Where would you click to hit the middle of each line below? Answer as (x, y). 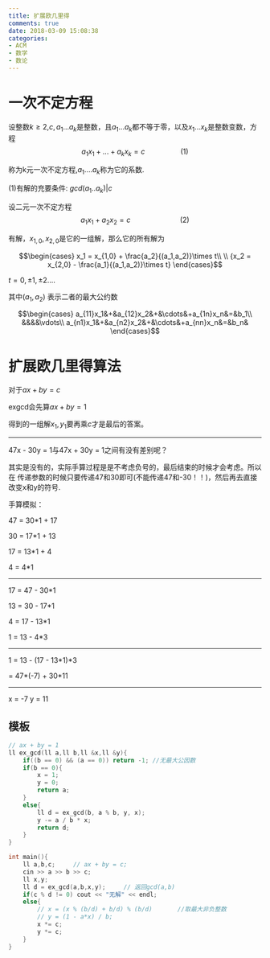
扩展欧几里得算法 (65, 366)
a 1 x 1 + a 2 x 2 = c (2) (135, 220)
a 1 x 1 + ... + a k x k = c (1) (135, 152)
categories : (28, 38)
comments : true (34, 23)
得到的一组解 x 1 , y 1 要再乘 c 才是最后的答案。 (78, 425)
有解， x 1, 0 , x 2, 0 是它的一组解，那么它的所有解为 (86, 239)
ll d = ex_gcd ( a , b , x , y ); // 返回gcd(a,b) (99, 887)
